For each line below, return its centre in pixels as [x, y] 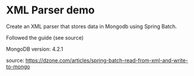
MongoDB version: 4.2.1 [34, 49]
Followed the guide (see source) [45, 37]
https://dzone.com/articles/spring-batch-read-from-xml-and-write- [107, 60]
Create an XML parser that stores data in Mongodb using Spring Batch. [91, 26]
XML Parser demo [51, 10]
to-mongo [18, 66]
